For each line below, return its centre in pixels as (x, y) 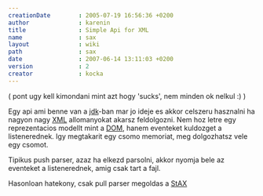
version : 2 (49, 67)
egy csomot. (28, 144)
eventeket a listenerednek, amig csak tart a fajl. (84, 168)
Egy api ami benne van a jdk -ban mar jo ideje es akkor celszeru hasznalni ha (131, 111)
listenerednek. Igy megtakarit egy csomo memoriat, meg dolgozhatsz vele (128, 136)
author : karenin (59, 23)
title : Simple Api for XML (79, 30)
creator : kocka (56, 74)
